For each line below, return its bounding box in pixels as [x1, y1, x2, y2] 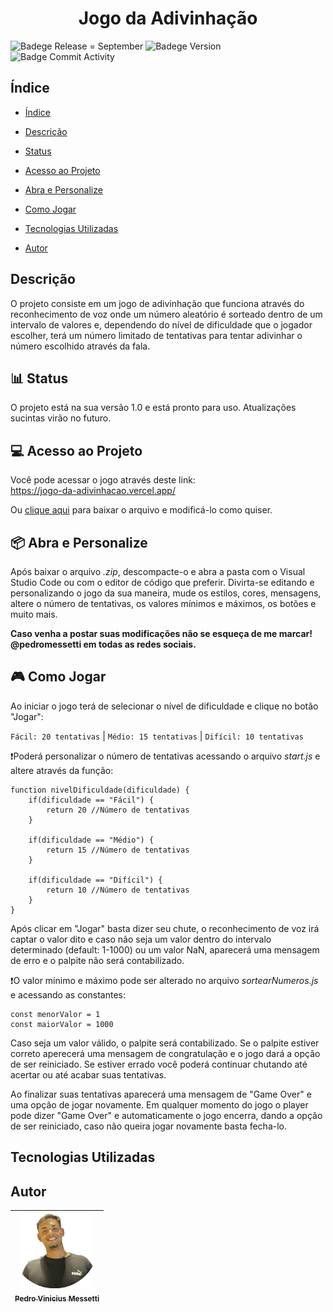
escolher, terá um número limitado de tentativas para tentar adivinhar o [10, 329, 303, 341]
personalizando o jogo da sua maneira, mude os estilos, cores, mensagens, [10, 587, 322, 599]
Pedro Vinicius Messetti [14, 1293, 100, 1304]
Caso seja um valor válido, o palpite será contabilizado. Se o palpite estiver [10, 1037, 320, 1049]
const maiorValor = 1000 [10, 1019, 114, 1029]
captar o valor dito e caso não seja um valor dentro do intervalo [10, 933, 272, 945]
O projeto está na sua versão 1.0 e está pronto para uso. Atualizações [10, 402, 297, 414]
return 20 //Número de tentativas [46, 805, 190, 815]
